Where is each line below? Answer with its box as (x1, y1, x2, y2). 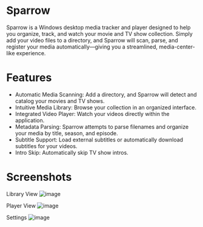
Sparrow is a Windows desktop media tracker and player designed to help (6, 24, 191, 31)
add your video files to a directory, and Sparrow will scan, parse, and (6, 36, 179, 44)
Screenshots (6, 171, 72, 184)
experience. (16, 49, 46, 56)
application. (15, 117, 45, 124)
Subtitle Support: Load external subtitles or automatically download (15, 136, 184, 143)
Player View (6, 202, 36, 209)
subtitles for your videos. (15, 142, 78, 149)
